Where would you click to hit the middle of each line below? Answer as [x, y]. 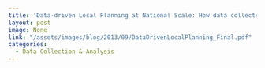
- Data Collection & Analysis [65, 52]
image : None [28, 30]
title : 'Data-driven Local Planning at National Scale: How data [118, 15]
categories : [28, 45]
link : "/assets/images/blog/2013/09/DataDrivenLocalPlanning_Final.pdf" [130, 37]
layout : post [30, 23]
